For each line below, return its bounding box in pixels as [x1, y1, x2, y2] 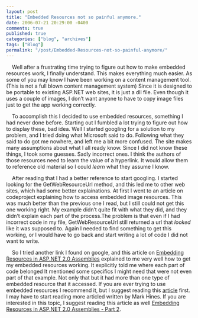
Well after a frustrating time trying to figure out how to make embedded [11, 63, 186, 70]
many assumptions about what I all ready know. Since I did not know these [6, 144, 188, 151]
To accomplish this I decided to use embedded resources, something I [11, 113, 183, 120]
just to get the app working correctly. [6, 101, 96, 108]
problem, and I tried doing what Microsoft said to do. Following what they [6, 131, 184, 139]
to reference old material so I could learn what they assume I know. [6, 163, 170, 170]
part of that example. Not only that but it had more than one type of [6, 274, 170, 281]
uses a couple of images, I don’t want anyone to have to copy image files [6, 95, 184, 102]
